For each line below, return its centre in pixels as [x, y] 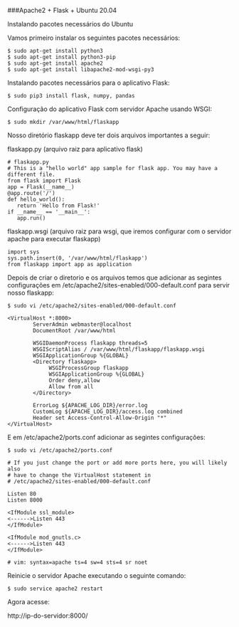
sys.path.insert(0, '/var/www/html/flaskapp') [78, 258]
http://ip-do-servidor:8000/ [48, 616]
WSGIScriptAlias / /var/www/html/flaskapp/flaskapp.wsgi [119, 349]
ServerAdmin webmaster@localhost [83, 325]
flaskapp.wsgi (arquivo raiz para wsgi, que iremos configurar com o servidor [119, 231]
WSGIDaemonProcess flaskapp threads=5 [90, 343]
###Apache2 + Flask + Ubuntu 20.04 [62, 10]
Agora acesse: [28, 602]
